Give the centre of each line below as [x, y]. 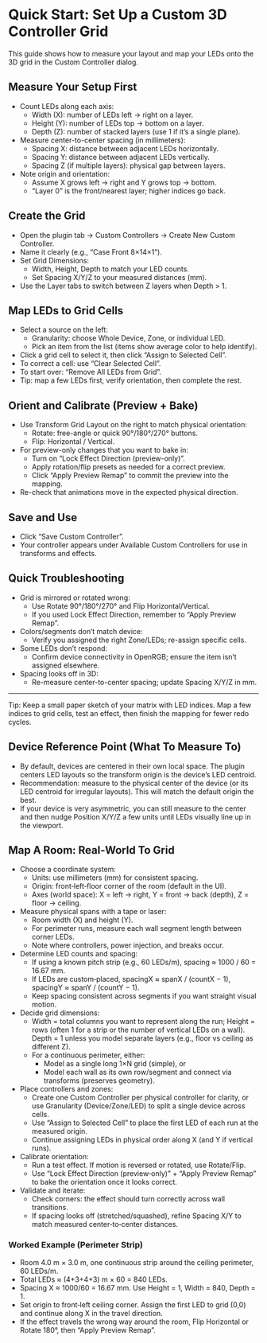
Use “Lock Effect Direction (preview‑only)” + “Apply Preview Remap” [144, 1174]
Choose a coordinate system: [68, 870]
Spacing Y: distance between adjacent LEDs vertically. [121, 157]
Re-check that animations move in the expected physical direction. [129, 492]
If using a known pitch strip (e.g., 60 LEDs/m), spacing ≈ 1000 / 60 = [144, 962]
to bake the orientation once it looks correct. [104, 1182]
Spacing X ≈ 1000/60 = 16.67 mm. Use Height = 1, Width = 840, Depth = [137, 1287]
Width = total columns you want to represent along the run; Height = [143, 1022]
